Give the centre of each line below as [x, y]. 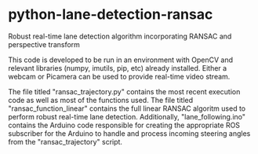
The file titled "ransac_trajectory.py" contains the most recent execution [124, 91]
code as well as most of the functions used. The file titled [101, 100]
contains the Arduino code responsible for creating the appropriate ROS [124, 125]
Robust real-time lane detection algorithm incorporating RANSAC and [120, 36]
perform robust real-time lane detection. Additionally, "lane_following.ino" [127, 116]
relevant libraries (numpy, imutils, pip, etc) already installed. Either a [118, 68]
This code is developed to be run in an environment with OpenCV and [121, 60]
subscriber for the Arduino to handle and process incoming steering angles [129, 133]
